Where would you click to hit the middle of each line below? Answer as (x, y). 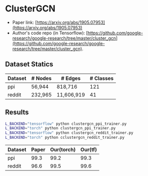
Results (17, 112)
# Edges (71, 78)
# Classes (102, 78)
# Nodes (41, 78)
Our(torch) (63, 150)
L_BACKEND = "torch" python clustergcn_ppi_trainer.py (60, 128)
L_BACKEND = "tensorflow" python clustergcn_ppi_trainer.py (66, 124)
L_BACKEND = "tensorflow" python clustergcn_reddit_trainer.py (69, 133)
